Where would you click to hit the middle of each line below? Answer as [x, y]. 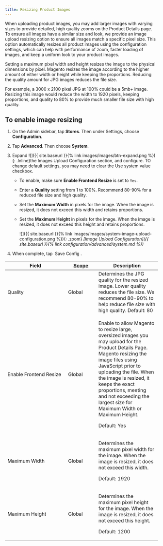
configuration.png [37, 239]
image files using [118, 360]
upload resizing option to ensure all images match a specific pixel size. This [81, 39]
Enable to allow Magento [127, 323]
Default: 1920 [114, 479]
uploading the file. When [126, 372]
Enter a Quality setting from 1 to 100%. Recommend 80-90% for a [85, 190]
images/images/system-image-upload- [113, 234]
